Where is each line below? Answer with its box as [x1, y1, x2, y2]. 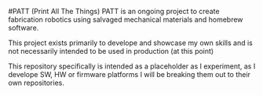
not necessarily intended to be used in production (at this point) [8, 47, 214, 55]
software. [8, 23, 39, 32]
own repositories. [8, 78, 64, 87]
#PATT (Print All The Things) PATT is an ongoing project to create [8, 7, 220, 16]
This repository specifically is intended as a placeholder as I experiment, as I [8, 62, 256, 71]
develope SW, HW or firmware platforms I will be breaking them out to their [8, 70, 251, 79]
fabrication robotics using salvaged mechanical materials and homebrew [8, 15, 243, 24]
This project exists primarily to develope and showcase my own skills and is [8, 38, 253, 47]
